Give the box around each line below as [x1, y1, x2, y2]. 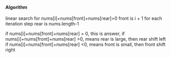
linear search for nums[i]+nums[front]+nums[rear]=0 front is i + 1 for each [5, 15, 162, 21]
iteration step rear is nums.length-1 [5, 21, 79, 27]
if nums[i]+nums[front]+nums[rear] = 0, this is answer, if [5, 31, 125, 37]
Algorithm [5, 4, 27, 10]
